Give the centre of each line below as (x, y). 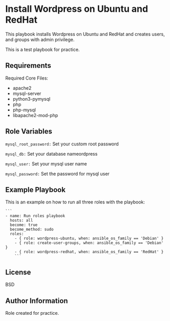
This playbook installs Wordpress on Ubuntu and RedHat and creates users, (85, 34)
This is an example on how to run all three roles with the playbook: (75, 202)
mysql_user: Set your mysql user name (46, 164)
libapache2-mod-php (35, 115)
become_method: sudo (32, 230)
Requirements (28, 65)
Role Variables (29, 131)
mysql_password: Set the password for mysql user (58, 174)
